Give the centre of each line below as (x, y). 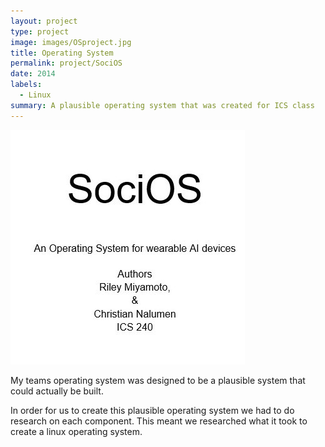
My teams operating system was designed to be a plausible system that (158, 380)
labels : (26, 85)
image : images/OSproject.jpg (71, 42)
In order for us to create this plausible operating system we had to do (152, 410)
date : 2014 (33, 74)
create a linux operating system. (76, 431)
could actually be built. (57, 391)
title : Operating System (62, 53)
